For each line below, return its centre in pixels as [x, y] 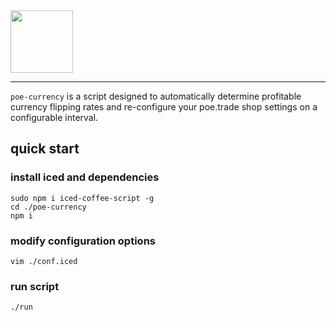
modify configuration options [83, 241]
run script [35, 286]
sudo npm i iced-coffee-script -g [82, 198]
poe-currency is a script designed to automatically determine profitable [156, 96]
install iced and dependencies [85, 177]
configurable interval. [54, 117]
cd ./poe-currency [48, 207]
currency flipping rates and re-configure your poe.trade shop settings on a [164, 107]
